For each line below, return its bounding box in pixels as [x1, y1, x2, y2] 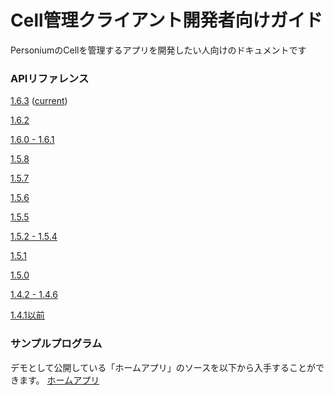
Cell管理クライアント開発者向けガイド [10, 9, 323, 32]
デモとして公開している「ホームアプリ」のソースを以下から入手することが [10, 361, 317, 373]
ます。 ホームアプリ [18, 374, 100, 386]
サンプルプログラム [10, 337, 103, 351]
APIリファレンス [10, 71, 90, 85]
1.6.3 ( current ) [10, 95, 68, 107]
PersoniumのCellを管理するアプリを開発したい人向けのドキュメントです [10, 44, 307, 56]
